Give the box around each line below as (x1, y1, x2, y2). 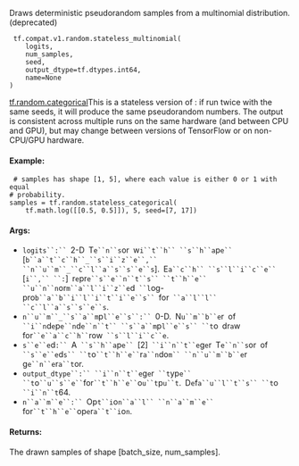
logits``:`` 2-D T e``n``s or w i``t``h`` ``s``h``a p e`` (21, 245, 233, 255)
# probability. (9, 191, 66, 200)
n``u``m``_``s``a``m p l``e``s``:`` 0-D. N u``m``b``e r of (21, 312, 237, 322)
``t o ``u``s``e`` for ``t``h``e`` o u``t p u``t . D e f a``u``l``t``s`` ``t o (21, 378, 279, 388)
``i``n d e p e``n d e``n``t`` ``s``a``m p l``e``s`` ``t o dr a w (21, 320, 241, 331)
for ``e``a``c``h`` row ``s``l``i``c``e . (21, 330, 170, 341)
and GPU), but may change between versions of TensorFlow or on (9, 125, 253, 136)
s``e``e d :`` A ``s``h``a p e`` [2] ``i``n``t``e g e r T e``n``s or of (21, 339, 269, 351)
